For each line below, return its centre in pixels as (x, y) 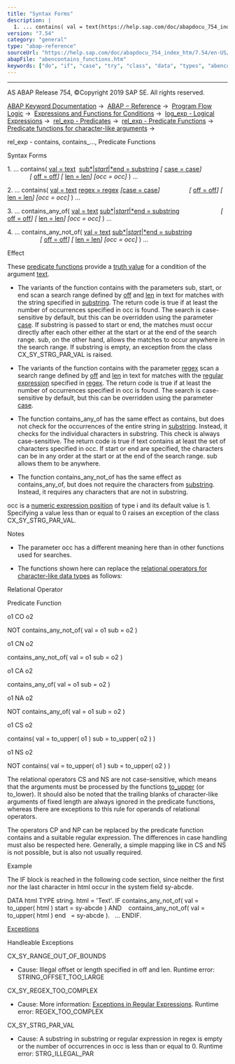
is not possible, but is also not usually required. (75, 852)
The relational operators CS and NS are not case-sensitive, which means (112, 779)
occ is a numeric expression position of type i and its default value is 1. (109, 505)
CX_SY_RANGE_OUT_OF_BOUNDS (57, 955)
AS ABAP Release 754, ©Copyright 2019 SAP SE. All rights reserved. (106, 92)
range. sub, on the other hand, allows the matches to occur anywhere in (121, 339)
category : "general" (37, 40)
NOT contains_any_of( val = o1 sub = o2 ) (66, 711)
